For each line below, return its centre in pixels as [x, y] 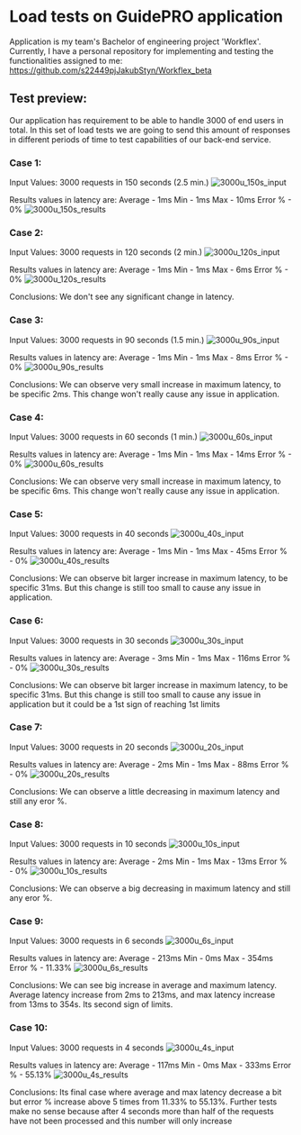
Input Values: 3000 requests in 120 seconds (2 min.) [106, 252]
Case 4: [27, 417]
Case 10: [28, 1028]
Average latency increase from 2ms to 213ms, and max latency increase [142, 995]
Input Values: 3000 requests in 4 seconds [87, 1048]
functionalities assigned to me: [66, 60]
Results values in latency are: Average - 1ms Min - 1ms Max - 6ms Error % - [149, 270]
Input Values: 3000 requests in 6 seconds [87, 941]
